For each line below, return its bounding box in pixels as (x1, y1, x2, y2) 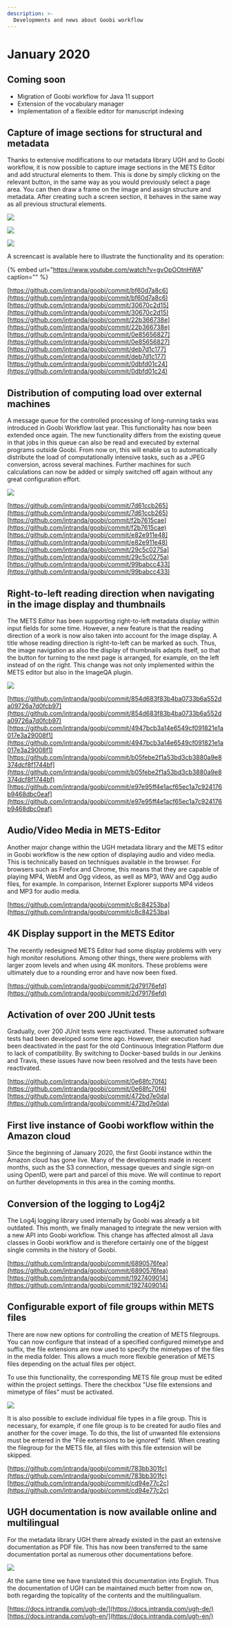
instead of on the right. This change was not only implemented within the (7, 661, 215, 669)
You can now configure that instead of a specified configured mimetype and (7, 1337, 224, 1346)
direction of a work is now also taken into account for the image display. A (7, 631, 217, 639)
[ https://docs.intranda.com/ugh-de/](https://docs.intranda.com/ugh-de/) (7, 1604, 214, 1612)
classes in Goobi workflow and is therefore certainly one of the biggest (7, 1239, 209, 1246)
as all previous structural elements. (7, 200, 107, 208)
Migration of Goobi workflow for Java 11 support (17, 92, 154, 100)
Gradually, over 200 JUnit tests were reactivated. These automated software (7, 1027, 225, 1035)
